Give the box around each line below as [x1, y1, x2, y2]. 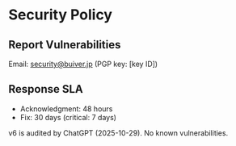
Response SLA [8, 82, 83, 96]
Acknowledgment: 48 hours [19, 103, 113, 114]
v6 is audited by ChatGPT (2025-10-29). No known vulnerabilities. [8, 127, 229, 138]
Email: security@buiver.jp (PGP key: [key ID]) [8, 59, 158, 69]
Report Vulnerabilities [8, 38, 121, 52]
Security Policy [8, 6, 113, 24]
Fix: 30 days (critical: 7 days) [19, 112, 117, 122]
